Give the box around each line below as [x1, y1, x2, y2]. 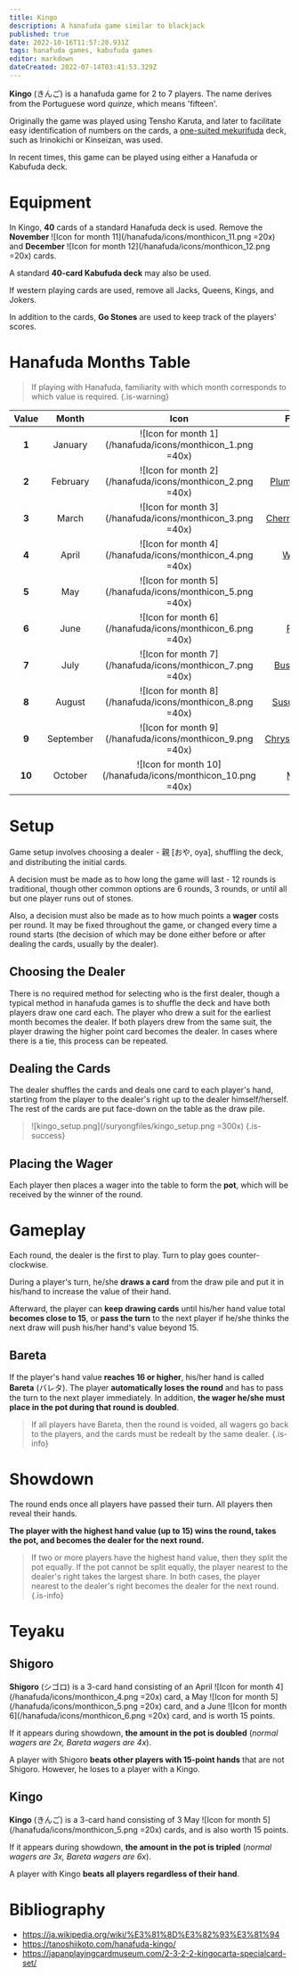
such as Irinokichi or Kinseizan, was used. [9, 135, 163, 145]
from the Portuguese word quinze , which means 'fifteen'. [9, 98, 218, 109]
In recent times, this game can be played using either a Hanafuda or [9, 151, 258, 162]
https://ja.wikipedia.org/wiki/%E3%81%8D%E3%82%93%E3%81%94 [21, 1929, 280, 1939]
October [53, 769, 88, 781]
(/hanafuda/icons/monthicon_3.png [105, 511, 254, 524]
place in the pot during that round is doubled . [9, 1401, 180, 1412]
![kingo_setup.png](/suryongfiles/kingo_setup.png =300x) [30, 1121, 245, 1131]
